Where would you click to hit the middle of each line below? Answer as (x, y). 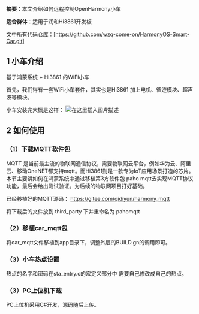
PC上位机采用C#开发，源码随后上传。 (53, 305)
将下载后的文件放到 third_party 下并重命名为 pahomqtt (73, 211)
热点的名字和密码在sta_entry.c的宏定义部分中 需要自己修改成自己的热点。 (97, 274)
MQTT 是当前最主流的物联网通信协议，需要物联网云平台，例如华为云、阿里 (99, 163)
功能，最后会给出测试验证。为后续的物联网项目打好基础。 (77, 186)
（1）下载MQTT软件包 (38, 149)
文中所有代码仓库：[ (31, 34)
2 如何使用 (25, 131)
